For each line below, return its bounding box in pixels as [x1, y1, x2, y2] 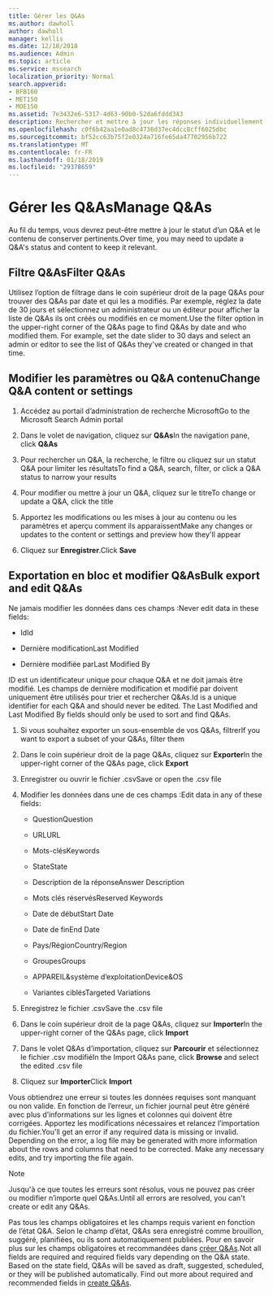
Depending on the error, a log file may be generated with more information [8, 1136, 258, 1145]
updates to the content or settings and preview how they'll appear [19, 530, 241, 539]
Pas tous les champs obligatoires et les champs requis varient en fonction [8, 1217, 256, 1227]
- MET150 [8, 95, 38, 103]
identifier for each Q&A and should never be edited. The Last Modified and [8, 700, 258, 710]
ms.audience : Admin [8, 50, 75, 58]
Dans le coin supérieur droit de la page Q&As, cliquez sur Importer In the [19, 1018, 262, 1029]
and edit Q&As [8, 582, 83, 595]
